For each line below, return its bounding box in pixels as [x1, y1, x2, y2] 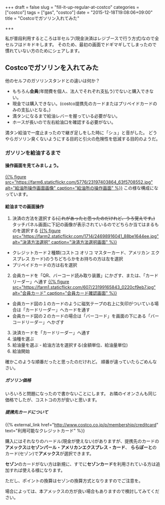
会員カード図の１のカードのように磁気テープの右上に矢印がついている [12, 301, 155, 307]
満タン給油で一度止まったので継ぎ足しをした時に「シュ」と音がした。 [5, 130, 148, 136]
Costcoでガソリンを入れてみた [5, 64, 99, 72]
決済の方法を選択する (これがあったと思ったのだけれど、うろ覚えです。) [12, 215, 155, 222]
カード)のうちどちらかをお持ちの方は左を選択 [31, 256, 123, 262]
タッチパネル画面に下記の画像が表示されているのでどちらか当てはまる [12, 222, 155, 228]
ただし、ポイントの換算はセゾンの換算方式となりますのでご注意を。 [5, 478, 143, 484]
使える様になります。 [22, 467, 66, 473]
